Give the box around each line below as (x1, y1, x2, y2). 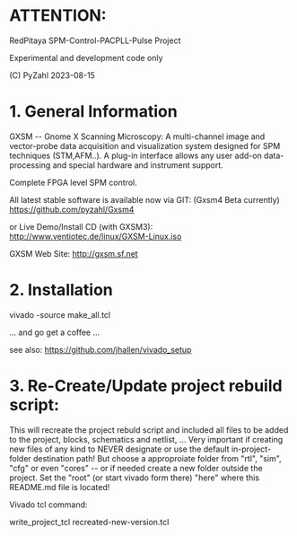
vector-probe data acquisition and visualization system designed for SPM (9, 140, 281, 151)
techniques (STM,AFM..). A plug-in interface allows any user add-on (9, 150, 262, 161)
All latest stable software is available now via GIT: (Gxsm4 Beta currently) (9, 194, 280, 205)
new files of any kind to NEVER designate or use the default (9, 444, 231, 454)
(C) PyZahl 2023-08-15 (9, 69, 96, 81)
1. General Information (9, 101, 178, 122)
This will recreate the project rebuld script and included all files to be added (9, 424, 289, 435)
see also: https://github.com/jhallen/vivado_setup (9, 344, 192, 355)
